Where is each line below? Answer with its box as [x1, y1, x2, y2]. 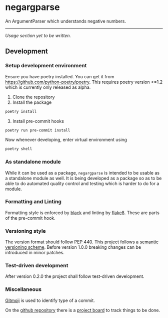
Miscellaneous [5, 286, 41, 293]
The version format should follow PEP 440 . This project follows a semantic [5, 239, 159, 245]
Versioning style [5, 227, 46, 234]
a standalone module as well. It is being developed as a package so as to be [5, 175, 162, 181]
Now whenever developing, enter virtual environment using [5, 137, 127, 143]
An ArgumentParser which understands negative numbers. [5, 18, 126, 24]
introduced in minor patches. [5, 250, 65, 256]
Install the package [12, 99, 52, 105]
